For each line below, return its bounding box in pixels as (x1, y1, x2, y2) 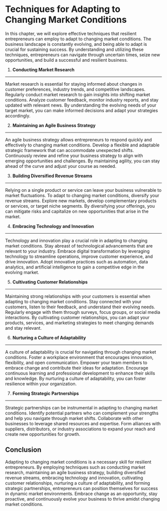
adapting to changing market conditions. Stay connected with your (5, 298, 142, 304)
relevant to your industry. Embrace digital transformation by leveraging (5, 248, 150, 254)
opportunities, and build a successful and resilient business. (5, 57, 128, 63)
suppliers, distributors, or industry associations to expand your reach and (5, 426, 156, 432)
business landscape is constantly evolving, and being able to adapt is (5, 41, 148, 47)
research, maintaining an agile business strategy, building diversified (5, 469, 146, 475)
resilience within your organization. (5, 381, 77, 386)
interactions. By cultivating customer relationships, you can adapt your (5, 314, 150, 320)
